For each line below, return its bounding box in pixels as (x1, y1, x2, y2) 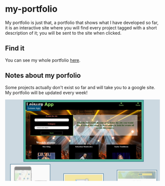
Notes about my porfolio (5, 71, 81, 80)
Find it (5, 44, 25, 52)
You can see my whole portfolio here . (5, 57, 81, 63)
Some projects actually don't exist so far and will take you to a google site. (5, 84, 156, 90)
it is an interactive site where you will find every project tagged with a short (5, 24, 157, 30)
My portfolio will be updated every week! (5, 90, 88, 95)
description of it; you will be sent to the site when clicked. (5, 30, 122, 36)
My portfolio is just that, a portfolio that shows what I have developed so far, (5, 20, 159, 25)
